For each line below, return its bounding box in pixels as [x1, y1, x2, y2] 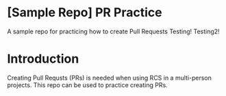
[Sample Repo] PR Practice [7, 5, 162, 20]
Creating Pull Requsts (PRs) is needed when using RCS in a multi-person [7, 74, 212, 82]
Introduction [7, 51, 79, 67]
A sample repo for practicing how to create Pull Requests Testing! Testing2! [7, 27, 221, 35]
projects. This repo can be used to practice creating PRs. [7, 80, 168, 89]
